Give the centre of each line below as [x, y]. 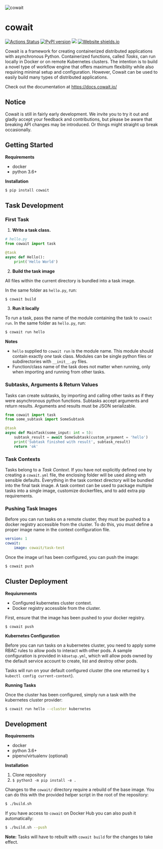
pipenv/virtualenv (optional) [40, 756]
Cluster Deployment [36, 582]
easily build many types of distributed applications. [57, 77]
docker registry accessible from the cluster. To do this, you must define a [79, 524]
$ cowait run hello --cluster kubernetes [48, 709]
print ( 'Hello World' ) [36, 262]
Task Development [34, 205]
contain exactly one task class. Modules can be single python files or [82, 356]
